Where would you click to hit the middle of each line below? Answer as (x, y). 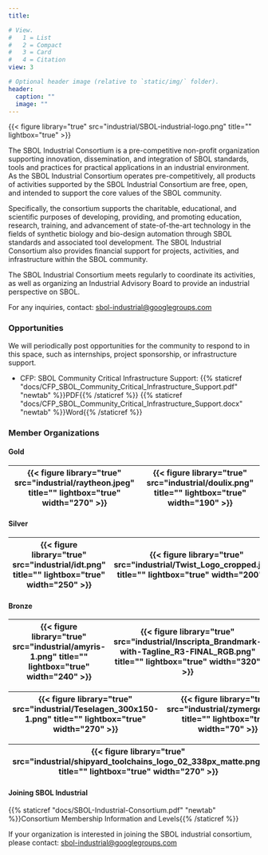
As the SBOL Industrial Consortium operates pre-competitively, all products (132, 176)
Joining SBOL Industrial (48, 793)
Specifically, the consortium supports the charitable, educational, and (122, 209)
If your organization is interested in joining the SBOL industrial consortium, (130, 834)
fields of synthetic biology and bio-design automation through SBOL (120, 234)
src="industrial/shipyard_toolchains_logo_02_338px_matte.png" (138, 762)
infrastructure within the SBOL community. (78, 260)
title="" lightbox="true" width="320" (188, 662)
